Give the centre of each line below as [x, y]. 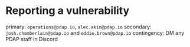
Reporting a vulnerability [68, 11]
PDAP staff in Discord [32, 39]
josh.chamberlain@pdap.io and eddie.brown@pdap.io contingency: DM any [95, 32]
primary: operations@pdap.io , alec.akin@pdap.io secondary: [78, 27]
